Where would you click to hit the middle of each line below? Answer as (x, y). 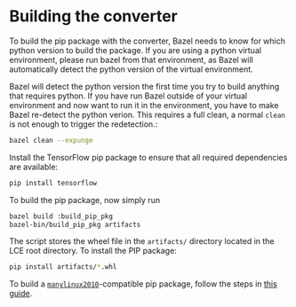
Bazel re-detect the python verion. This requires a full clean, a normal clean (148, 114)
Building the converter (93, 16)
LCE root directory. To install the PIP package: (93, 251)
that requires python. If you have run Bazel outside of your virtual (128, 96)
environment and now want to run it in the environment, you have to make (144, 105)
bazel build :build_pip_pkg (61, 216)
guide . (21, 294)
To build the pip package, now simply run (85, 200)
